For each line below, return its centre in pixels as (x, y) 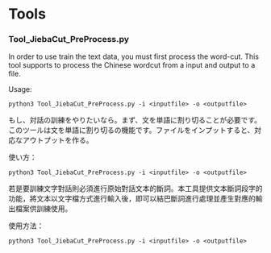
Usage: (20, 89)
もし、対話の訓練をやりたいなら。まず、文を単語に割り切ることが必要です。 (135, 120)
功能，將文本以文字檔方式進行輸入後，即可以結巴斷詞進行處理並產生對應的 (132, 199)
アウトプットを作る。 (58, 140)
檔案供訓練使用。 (44, 209)
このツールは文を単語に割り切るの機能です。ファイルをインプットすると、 (131, 131)
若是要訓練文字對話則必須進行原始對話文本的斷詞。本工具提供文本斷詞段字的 (135, 189)
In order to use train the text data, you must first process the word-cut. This (134, 56)
